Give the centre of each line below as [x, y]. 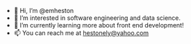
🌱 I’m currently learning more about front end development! [99, 25]
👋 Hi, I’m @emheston [44, 11]
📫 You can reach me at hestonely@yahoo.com [81, 33]
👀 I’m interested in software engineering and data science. [97, 18]
